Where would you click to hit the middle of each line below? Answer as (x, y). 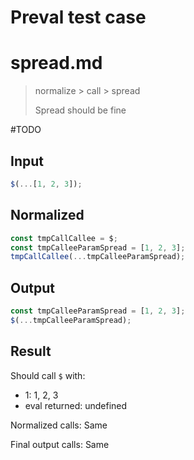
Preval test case (78, 17)
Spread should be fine (80, 110)
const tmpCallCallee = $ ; (64, 238)
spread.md (56, 63)
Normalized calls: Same (59, 425)
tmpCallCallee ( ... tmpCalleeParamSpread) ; (98, 257)
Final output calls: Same (60, 444)
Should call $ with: (48, 375)
